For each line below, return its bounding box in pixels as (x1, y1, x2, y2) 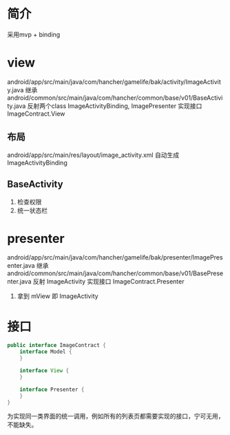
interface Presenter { (19, 386, 85, 393)
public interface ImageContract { (7, 342, 107, 349)
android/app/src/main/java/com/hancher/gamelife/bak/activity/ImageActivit (7, 77, 222, 86)
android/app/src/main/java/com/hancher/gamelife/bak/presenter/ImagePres (7, 253, 223, 262)
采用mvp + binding (7, 30, 61, 39)
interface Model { (19, 348, 72, 355)
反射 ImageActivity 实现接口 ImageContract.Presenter (32, 277, 185, 286)
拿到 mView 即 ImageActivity (17, 292, 98, 300)
